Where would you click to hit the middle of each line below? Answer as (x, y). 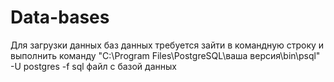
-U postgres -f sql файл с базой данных (93, 66)
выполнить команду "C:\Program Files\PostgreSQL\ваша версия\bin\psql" (165, 55)
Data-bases (60, 17)
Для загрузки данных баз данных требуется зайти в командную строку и (167, 45)
